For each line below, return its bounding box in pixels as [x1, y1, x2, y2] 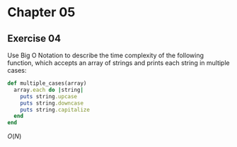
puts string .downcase [20, 100, 83, 107]
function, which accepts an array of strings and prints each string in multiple [7, 59, 230, 67]
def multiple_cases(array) [7, 80, 87, 87]
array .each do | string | [13, 86, 83, 93]
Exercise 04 [7, 33, 62, 45]
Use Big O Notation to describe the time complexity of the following [7, 51, 204, 59]
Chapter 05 [7, 4, 76, 20]
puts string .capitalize [20, 106, 91, 113]
